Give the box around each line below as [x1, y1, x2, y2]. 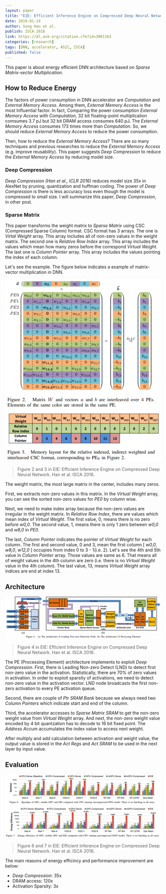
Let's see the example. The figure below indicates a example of [5, 264, 134, 270]
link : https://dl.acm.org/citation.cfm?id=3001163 [5, 34, 112, 39]
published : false [5, 50, 41, 55]
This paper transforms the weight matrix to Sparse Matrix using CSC [5, 223, 145, 228]
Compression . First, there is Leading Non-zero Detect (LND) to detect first [5, 665, 156, 670]
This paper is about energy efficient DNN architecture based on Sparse [5, 64, 151, 70]
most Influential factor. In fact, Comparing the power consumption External [5, 107, 158, 114]
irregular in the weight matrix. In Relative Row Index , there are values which [5, 511, 159, 517]
